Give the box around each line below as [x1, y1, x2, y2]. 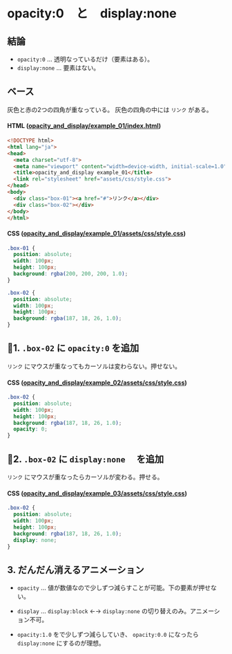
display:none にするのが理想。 [17, 639, 105, 647]
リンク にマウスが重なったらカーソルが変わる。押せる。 [7, 473, 164, 481]
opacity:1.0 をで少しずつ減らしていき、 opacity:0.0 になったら [17, 630, 199, 639]
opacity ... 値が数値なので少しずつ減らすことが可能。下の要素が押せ [17, 583, 211, 592]
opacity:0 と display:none [7, 6, 177, 21]
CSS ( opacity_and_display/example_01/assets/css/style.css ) [7, 229, 186, 237]
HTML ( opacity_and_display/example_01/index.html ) [7, 122, 162, 130]
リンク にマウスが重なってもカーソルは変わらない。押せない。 [7, 362, 182, 370]
